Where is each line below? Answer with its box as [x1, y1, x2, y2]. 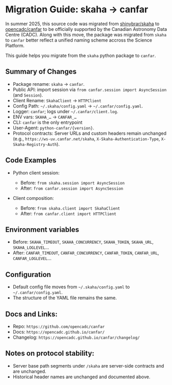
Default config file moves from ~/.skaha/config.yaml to [12, 284, 130, 290]
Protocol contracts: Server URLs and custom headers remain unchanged [12, 130, 167, 136]
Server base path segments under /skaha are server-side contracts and [12, 362, 164, 369]
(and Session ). [12, 91, 43, 98]
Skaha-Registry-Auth [12, 142, 57, 147]
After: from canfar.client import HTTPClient [20, 210, 117, 216]
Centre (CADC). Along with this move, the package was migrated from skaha [5, 31, 167, 38]
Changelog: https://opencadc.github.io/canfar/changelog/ [12, 334, 140, 340]
